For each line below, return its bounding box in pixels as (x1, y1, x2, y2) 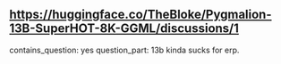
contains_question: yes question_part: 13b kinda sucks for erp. (9, 44, 240, 55)
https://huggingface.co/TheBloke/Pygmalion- (9, 7, 272, 22)
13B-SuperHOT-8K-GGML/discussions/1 (9, 21, 240, 36)
